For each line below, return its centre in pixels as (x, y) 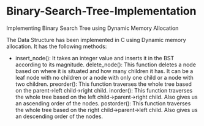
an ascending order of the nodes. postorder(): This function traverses (103, 103)
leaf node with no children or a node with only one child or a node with (104, 77)
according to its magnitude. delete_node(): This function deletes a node (105, 65)
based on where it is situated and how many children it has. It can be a (104, 71)
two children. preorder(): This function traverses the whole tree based (103, 84)
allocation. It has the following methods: (57, 46)
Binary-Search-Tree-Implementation (101, 11)
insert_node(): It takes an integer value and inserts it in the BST (95, 58)
